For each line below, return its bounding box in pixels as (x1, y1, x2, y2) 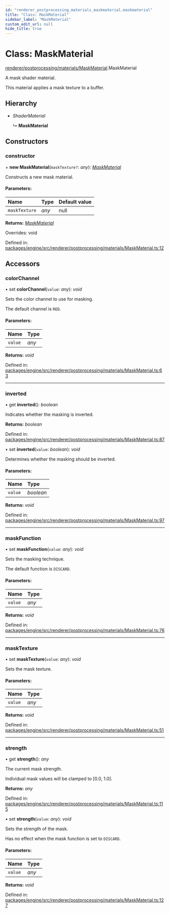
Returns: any (5, 786, 33, 792)
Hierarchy (5, 99, 37, 108)
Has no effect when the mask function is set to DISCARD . (5, 835, 121, 842)
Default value (58, 198, 92, 205)
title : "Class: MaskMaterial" (5, 12, 69, 17)
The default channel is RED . (5, 306, 61, 312)
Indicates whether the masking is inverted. (5, 411, 94, 417)
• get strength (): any (5, 756, 49, 762)
